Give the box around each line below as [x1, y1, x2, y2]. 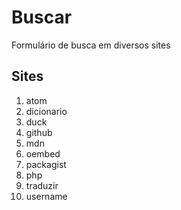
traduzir [25, 179, 59, 191]
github [25, 126, 53, 138]
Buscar [11, 6, 73, 29]
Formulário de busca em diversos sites [11, 39, 171, 51]
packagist [25, 158, 67, 170]
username [25, 190, 68, 202]
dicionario [25, 105, 68, 117]
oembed [25, 147, 61, 160]
